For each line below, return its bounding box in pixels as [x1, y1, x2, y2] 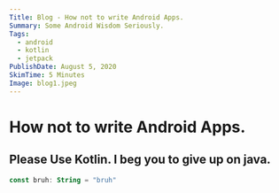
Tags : [9, 29, 29, 38]
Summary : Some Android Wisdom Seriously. [9, 21, 165, 30]
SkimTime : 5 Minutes [9, 71, 86, 80]
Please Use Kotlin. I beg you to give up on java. [9, 152, 272, 167]
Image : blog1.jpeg [9, 79, 77, 88]
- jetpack [17, 54, 53, 63]
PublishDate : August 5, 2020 [9, 63, 117, 72]
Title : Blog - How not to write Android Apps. [9, 12, 184, 22]
